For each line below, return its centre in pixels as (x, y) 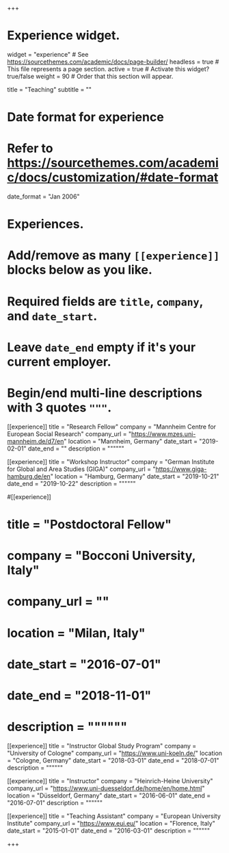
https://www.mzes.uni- (163, 434)
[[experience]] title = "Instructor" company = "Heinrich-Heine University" (110, 780)
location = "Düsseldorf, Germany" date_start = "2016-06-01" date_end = (109, 795)
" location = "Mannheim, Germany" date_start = (131, 441)
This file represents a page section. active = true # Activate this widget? (108, 68)
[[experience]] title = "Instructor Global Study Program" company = (102, 746)
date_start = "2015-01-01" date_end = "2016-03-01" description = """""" (109, 830)
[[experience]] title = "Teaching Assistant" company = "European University (114, 816)
